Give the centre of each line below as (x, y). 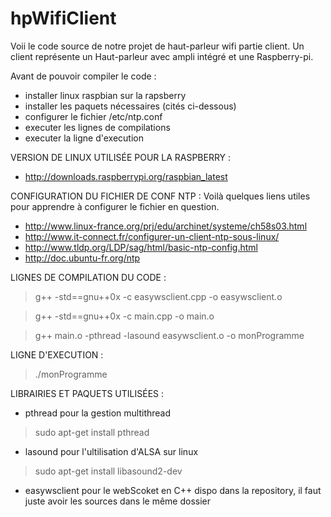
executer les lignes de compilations (97, 127)
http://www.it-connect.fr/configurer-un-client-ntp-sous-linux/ (152, 236)
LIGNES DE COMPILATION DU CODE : (88, 277)
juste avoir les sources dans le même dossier (117, 501)
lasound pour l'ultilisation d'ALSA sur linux (111, 451)
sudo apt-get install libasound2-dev (108, 471)
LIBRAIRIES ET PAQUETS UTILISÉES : (87, 393)
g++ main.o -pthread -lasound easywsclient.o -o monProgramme (169, 335)
